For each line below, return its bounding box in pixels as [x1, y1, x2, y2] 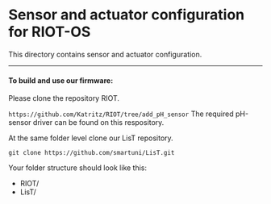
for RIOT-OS [8, 23, 91, 41]
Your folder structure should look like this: [8, 163, 148, 173]
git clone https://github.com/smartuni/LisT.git [8, 149, 175, 157]
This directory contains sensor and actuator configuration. [8, 49, 202, 59]
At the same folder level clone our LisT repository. [8, 133, 173, 143]
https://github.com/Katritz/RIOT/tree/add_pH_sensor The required [8, 109, 234, 119]
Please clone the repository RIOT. [8, 94, 119, 103]
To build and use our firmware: [8, 75, 114, 85]
